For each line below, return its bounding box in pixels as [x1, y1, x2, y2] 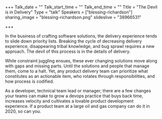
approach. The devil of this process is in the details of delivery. [5, 48, 131, 54]
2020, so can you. [5, 108, 41, 114]
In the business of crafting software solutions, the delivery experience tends [5, 33, 157, 39]
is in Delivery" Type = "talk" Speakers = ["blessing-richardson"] [5, 9, 132, 15]
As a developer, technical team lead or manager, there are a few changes [5, 88, 151, 93]
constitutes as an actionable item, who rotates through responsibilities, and [5, 74, 155, 79]
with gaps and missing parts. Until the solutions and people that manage [5, 63, 149, 69]
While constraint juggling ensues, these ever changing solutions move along [5, 58, 158, 63]
